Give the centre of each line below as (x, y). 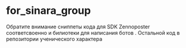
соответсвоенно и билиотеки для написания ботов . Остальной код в (93, 32)
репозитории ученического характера (54, 39)
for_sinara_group (48, 11)
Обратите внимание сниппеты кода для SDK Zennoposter (78, 27)
